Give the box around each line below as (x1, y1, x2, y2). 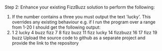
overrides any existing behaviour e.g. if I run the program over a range (11, 19, 156, 25)
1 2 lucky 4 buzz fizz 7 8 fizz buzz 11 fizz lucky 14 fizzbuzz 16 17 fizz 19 (11, 30, 158, 35)
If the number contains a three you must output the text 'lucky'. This (11, 14, 151, 19)
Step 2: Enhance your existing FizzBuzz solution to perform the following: (4, 4, 155, 10)
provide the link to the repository (11, 40, 79, 46)
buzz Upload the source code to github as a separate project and (11, 35, 146, 41)
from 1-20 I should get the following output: (11, 24, 101, 30)
